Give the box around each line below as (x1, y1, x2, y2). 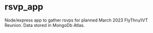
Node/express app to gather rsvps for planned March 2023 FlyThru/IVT (4, 17, 148, 23)
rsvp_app (4, 1, 43, 12)
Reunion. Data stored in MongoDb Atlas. (4, 22, 85, 28)
